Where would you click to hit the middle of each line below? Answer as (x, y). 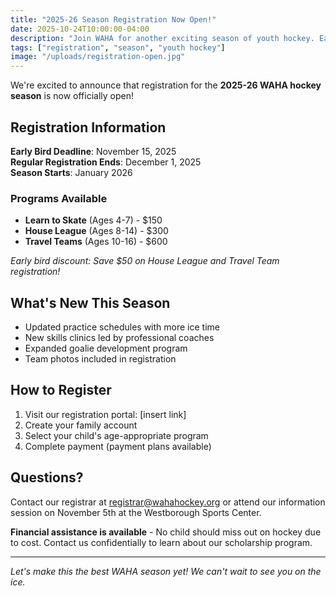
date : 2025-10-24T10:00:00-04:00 (80, 29)
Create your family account (81, 425)
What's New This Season (90, 302)
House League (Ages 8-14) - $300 (96, 231)
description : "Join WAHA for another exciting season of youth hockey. (162, 38)
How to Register (61, 390)
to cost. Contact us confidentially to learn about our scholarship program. (161, 542)
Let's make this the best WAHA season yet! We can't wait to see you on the (166, 571)
